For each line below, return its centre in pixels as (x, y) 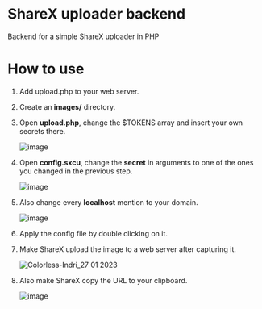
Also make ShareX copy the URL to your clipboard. (103, 280)
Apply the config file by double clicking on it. (94, 233)
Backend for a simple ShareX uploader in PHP (83, 36)
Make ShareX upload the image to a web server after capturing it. (128, 249)
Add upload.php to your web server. (79, 91)
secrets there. (42, 131)
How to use (46, 69)
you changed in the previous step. (76, 171)
